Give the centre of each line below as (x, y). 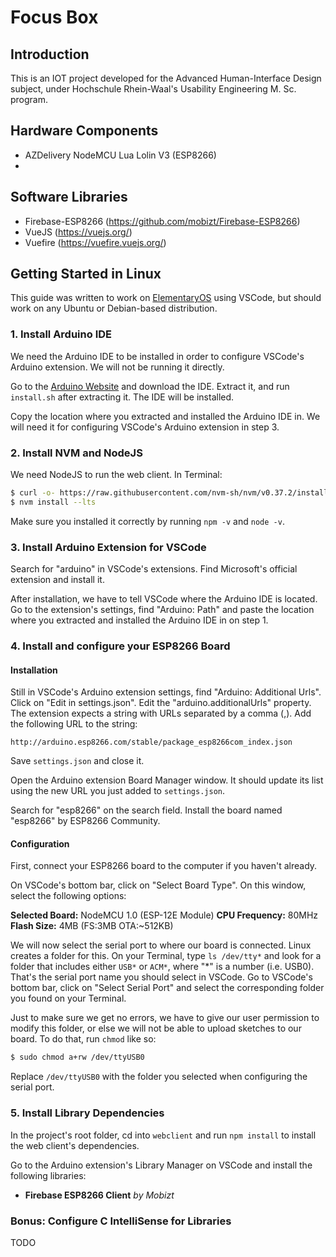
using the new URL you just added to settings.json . (118, 791)
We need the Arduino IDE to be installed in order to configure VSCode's (157, 356)
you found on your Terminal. (68, 998)
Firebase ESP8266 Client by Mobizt (99, 1195)
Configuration (40, 843)
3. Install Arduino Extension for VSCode (108, 547)
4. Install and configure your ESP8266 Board (120, 646)
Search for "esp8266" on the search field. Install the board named (146, 810)
